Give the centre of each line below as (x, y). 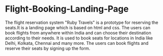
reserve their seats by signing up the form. (48, 48)
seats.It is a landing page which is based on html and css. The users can (78, 27)
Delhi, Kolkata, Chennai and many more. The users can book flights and (77, 43)
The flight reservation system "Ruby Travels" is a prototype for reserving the (82, 22)
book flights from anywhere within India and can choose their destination (78, 33)
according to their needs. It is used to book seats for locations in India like (79, 38)
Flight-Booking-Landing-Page (67, 9)
